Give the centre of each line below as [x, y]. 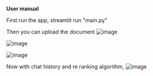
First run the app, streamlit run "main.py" [57, 20]
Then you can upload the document [51, 32]
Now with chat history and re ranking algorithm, [65, 66]
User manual [23, 9]
